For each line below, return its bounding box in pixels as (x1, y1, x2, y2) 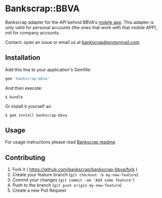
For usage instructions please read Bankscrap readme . (5, 139, 117, 145)
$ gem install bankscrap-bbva (5, 113, 68, 118)
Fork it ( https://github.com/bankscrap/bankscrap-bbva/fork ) (12, 166, 138, 172)
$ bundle (5, 95, 23, 99)
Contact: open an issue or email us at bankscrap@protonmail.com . (5, 39, 141, 45)
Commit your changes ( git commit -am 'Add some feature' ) (12, 177, 135, 183)
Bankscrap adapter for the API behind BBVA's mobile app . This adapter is (5, 19, 154, 25)
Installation (5, 54, 40, 62)
